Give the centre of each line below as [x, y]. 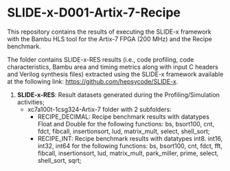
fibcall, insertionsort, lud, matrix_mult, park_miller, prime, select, [128, 153]
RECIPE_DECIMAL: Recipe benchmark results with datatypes [123, 116]
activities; [31, 102]
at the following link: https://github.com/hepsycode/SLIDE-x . [93, 81]
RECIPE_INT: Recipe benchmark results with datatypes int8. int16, [130, 138]
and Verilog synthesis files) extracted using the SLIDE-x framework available [115, 74]
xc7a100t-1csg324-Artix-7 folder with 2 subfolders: [99, 109]
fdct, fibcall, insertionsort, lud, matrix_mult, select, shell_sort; [124, 131]
